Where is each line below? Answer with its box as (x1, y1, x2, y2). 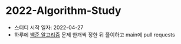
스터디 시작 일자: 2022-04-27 (14, 24, 84, 31)
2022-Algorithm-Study (5, 4, 121, 17)
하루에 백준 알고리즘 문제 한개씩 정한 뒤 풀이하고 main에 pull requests (14, 31, 175, 38)
